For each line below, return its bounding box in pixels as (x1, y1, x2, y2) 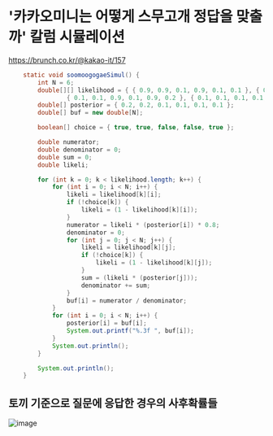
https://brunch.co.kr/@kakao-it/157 (8, 54, 126, 65)
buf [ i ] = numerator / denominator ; (66, 296, 187, 305)
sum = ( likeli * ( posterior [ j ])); (80, 273, 198, 281)
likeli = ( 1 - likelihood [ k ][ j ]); (95, 259, 213, 267)
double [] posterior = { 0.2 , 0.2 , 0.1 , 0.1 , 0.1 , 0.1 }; (37, 101, 235, 110)
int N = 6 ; (37, 78, 75, 86)
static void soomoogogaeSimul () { (23, 71, 140, 79)
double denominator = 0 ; (37, 146, 122, 154)
